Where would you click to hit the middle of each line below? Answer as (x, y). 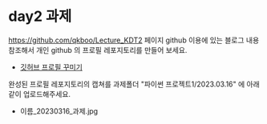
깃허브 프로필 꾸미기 (51, 67)
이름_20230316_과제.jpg (59, 111)
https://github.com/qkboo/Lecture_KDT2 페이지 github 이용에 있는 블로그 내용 (134, 40)
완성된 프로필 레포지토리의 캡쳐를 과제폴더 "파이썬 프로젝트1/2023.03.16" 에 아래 (134, 84)
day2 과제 (40, 16)
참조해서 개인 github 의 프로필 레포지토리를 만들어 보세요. (98, 50)
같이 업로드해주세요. (39, 94)
